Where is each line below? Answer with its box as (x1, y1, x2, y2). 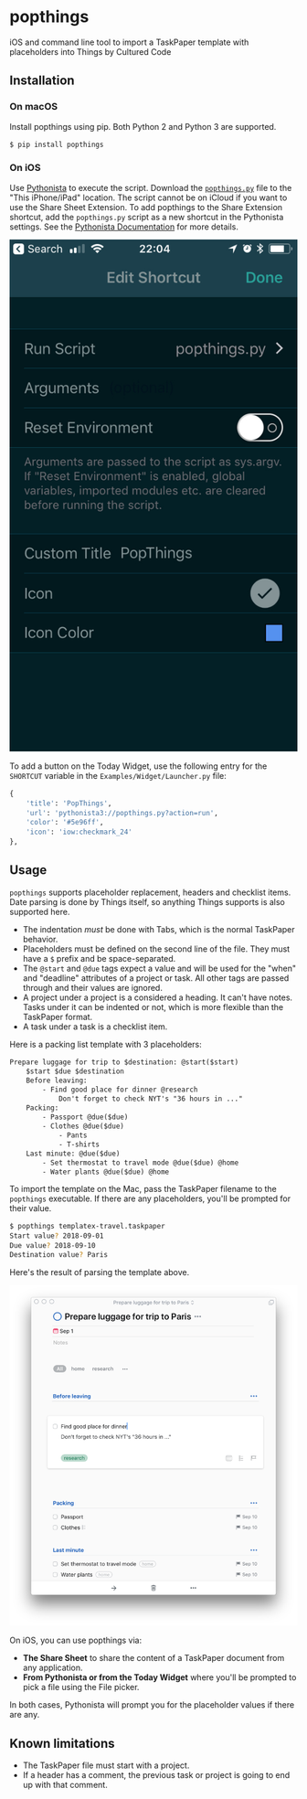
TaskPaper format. (22, 1011, 93, 1022)
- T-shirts (58, 1140, 101, 1149)
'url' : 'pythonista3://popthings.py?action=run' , (26, 808, 219, 817)
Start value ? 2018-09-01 (9, 1231, 104, 1240)
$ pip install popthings (9, 140, 104, 149)
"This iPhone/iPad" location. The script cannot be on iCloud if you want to (9, 192, 288, 203)
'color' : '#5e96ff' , (26, 818, 104, 827)
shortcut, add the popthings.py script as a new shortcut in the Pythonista (9, 211, 284, 222)
